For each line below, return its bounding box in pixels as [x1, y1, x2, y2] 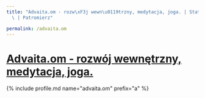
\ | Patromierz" [12, 15, 53, 21]
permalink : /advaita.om [6, 26, 67, 32]
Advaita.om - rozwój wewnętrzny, [6, 52, 182, 66]
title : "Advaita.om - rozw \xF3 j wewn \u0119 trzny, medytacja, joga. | [6, 9, 187, 15]
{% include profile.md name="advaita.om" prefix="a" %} [6, 85, 149, 92]
